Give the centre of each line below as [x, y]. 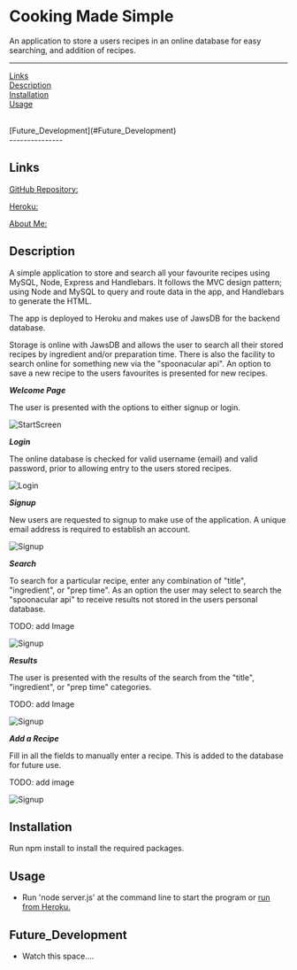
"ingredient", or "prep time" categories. [80, 687]
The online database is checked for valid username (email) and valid [133, 459]
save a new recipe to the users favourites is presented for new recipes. [138, 373]
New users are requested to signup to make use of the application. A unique [148, 519]
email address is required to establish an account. [100, 529]
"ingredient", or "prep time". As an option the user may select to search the [145, 590]
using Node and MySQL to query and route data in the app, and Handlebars [147, 291]
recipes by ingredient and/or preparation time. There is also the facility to [142, 354]
